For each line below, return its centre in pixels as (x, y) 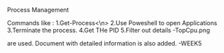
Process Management (38, 10)
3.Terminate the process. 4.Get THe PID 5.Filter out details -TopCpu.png (109, 30)
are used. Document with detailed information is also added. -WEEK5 (104, 43)
